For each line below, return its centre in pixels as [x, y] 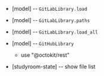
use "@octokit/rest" [45, 55]
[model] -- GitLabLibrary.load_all [55, 32]
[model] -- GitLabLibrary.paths [51, 20]
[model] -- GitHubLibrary [43, 43]
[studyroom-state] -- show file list [53, 66]
